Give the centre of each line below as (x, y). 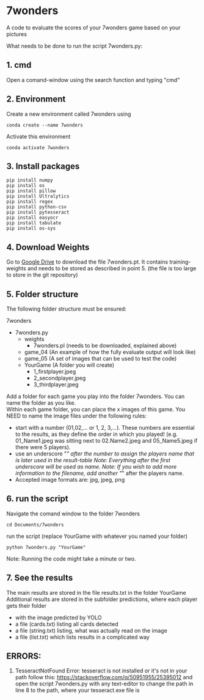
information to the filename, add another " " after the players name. (100, 473)
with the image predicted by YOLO (58, 617)
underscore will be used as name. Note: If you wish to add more (96, 466)
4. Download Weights (48, 247)
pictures (17, 34)
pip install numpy (30, 180)
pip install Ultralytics (38, 196)
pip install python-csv (37, 207)
